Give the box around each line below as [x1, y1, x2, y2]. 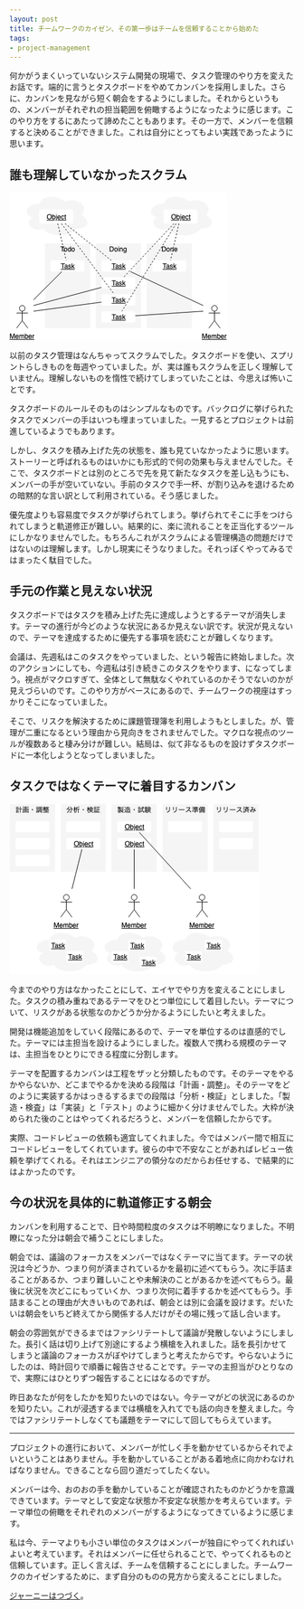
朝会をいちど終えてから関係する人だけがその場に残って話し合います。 [24, 1308, 286, 1319]
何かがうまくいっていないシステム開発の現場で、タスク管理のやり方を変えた [9, 71, 294, 81]
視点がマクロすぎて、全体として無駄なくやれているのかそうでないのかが [24, 674, 294, 685]
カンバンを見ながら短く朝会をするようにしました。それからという [24, 93, 271, 104]
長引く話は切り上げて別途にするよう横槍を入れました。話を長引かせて [24, 1339, 288, 1349]
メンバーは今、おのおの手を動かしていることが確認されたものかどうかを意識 [9, 1483, 295, 1494]
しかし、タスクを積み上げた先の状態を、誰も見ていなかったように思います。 [9, 445, 294, 456]
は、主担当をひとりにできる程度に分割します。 [9, 1048, 183, 1059]
